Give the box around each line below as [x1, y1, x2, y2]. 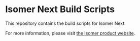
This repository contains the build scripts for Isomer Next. [5, 20, 126, 26]
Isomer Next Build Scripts [5, 4, 115, 15]
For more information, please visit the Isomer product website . [5, 30, 135, 36]
